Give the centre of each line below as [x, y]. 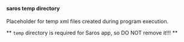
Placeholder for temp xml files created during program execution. [87, 21]
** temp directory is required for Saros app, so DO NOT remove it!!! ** [92, 33]
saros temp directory [33, 8]
